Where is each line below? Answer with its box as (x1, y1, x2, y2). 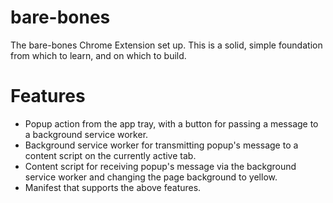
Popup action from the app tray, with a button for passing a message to (24, 117, 319, 130)
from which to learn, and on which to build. (10, 49, 187, 61)
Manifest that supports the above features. (24, 181, 202, 193)
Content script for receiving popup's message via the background (24, 160, 297, 172)
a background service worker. (24, 128, 149, 140)
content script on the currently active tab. (24, 149, 197, 161)
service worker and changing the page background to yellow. (24, 171, 278, 183)
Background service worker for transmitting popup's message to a (24, 139, 299, 151)
